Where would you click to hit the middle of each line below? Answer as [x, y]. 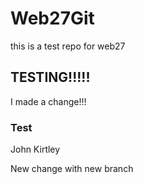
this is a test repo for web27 [68, 46]
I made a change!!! [48, 101]
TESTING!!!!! [50, 77]
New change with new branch [72, 169]
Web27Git [52, 18]
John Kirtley [35, 149]
